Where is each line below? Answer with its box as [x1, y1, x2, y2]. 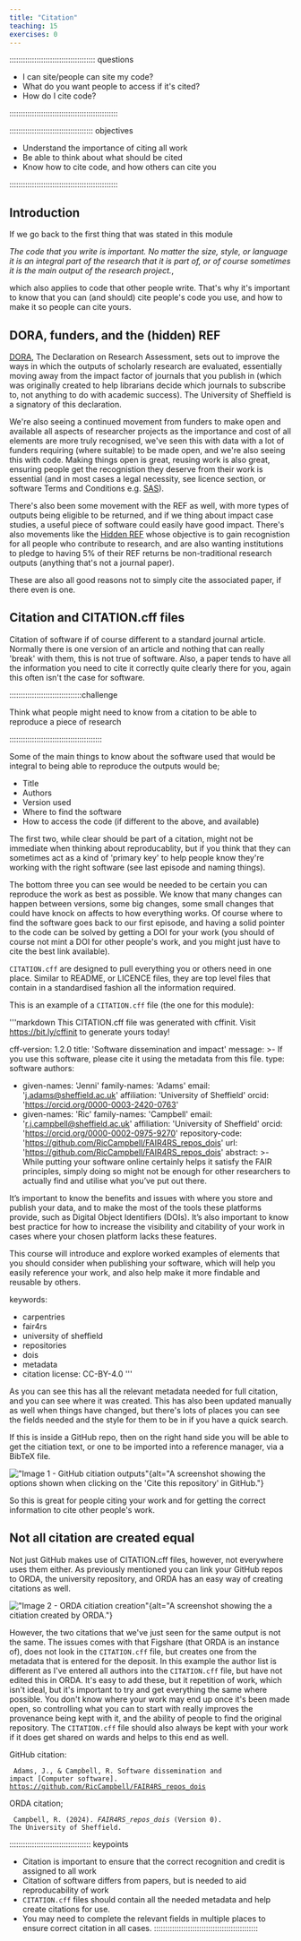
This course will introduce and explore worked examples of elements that [9, 1248, 280, 1258]
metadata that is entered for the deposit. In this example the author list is [9, 1655, 278, 1666]
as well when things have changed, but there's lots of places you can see [9, 1404, 280, 1415]
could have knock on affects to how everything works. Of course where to [9, 907, 284, 918]
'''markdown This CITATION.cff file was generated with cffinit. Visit [9, 1017, 256, 1027]
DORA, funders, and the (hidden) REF [9, 328, 221, 343]
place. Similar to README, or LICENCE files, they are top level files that [9, 973, 271, 983]
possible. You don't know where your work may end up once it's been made [9, 1694, 290, 1705]
